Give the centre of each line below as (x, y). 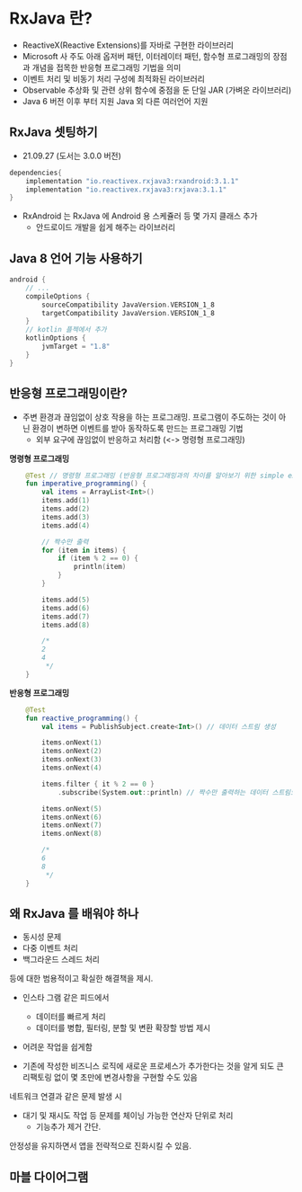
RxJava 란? (51, 18)
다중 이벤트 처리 (50, 948)
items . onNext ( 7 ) (72, 825)
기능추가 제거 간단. (68, 1127)
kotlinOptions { (56, 338)
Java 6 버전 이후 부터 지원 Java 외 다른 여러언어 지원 (115, 101)
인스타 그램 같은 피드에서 (66, 998)
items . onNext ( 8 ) (72, 834)
